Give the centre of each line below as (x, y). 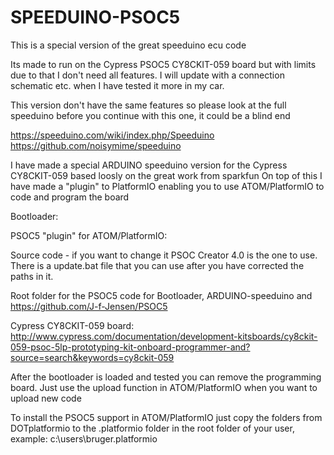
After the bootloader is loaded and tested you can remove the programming (166, 377)
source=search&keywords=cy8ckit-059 (92, 357)
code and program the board (70, 197)
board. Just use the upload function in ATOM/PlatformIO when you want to (164, 387)
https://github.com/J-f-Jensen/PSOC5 (89, 306)
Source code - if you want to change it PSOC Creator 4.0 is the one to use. (164, 255)
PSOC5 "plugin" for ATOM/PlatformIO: (89, 235)
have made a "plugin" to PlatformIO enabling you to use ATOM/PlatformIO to (167, 186)
